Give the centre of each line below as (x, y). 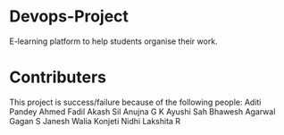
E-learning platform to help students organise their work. (113, 41)
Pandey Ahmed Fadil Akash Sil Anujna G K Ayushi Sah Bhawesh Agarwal (142, 111)
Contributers (58, 77)
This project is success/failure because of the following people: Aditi (135, 102)
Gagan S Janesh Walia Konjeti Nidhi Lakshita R (95, 121)
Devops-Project (69, 17)
